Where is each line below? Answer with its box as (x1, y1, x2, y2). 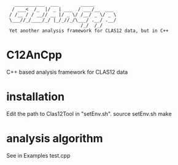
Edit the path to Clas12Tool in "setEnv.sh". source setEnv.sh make (6, 110, 172, 117)
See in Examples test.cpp (6, 152, 71, 159)
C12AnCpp (6, 48, 63, 62)
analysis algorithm (6, 132, 103, 145)
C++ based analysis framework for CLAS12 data (6, 68, 128, 75)
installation (6, 90, 65, 104)
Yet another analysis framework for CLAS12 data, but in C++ (9, 28, 169, 34)
